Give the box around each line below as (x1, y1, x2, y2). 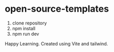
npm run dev (12, 31, 39, 37)
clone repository (12, 20, 47, 26)
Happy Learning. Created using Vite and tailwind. (5, 40, 108, 46)
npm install (12, 25, 36, 31)
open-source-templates (5, 3, 109, 15)
